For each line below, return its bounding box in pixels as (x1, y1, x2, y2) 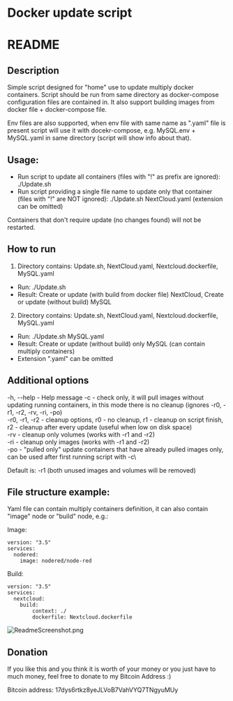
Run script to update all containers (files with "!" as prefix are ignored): (17, 172, 221, 181)
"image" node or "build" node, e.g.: (7, 512, 109, 521)
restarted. (7, 223, 36, 231)
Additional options (7, 375, 89, 387)
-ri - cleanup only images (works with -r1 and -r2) (7, 438, 150, 446)
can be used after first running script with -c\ (7, 452, 137, 461)
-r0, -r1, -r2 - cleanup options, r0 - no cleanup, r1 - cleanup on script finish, (7, 415, 224, 424)
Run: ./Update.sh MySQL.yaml (17, 332, 105, 340)
